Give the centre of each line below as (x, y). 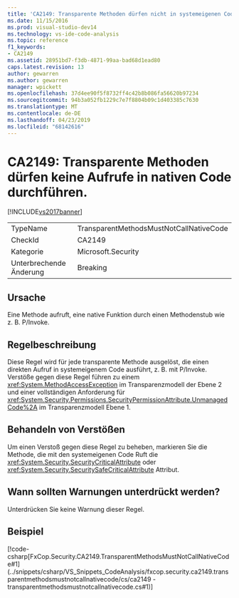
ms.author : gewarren (38, 80)
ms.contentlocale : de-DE (44, 113)
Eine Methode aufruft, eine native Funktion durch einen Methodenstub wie (116, 315)
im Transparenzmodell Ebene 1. (85, 408)
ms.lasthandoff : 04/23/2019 (49, 120)
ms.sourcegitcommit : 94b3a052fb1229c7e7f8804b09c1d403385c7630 (103, 100)
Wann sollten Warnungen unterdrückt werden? (114, 492)
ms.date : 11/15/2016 (38, 21)
